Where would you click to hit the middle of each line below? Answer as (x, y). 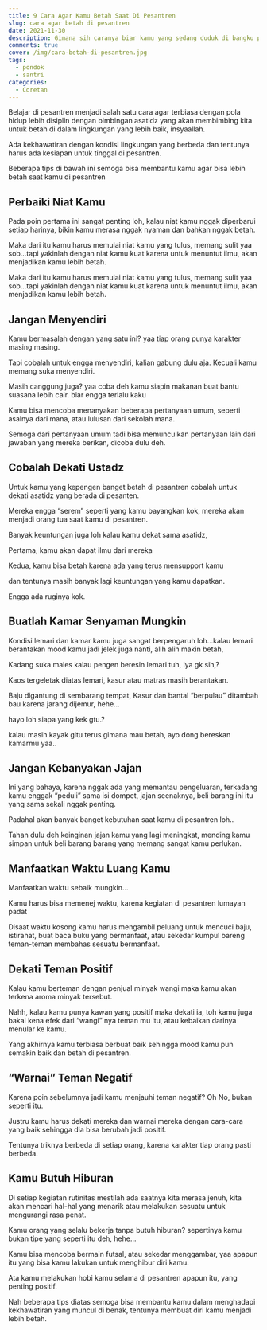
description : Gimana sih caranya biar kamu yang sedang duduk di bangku (131, 38)
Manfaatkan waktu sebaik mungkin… (68, 888)
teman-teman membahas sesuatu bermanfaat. (84, 944)
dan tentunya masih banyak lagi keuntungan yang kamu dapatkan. (117, 581)
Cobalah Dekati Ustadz (66, 468)
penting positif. (33, 1286)
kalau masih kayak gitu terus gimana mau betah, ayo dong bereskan (120, 734)
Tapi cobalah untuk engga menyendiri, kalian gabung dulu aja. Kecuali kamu (132, 362)
